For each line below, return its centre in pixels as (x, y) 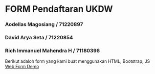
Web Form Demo (22, 67)
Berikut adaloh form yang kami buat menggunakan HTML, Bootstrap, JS (77, 61)
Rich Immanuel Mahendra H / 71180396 (53, 50)
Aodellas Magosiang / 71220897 (44, 25)
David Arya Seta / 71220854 (39, 38)
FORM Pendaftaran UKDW (59, 9)
